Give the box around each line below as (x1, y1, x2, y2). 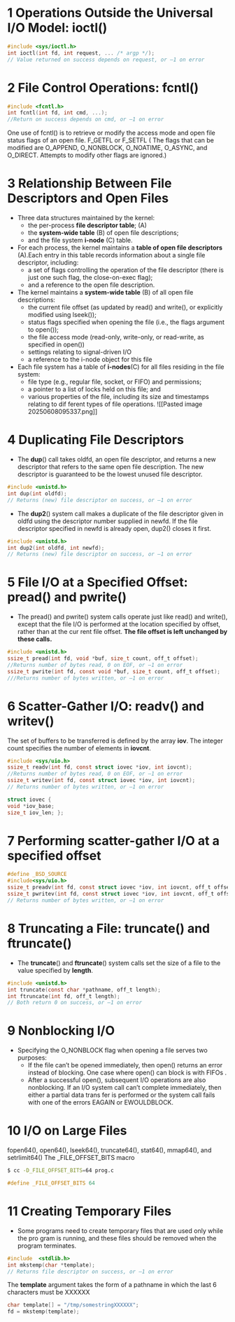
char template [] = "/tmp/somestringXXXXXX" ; (7, 1302, 139, 1309)
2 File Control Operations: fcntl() (7, 79, 199, 95)
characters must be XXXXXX (7, 1288, 90, 1297)
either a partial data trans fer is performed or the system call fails (27, 1091, 215, 1099)
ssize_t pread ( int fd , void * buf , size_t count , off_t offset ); (7, 655, 199, 662)
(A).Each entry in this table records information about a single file (17, 251, 206, 259)
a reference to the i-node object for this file (27, 356, 152, 364)
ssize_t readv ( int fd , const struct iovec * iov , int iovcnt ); (7, 764, 192, 771)
